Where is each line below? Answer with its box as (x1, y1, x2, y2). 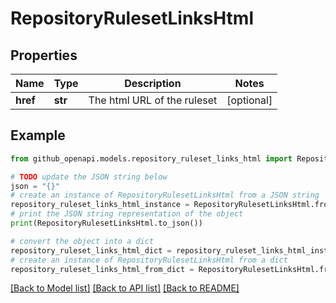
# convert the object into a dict (10, 236, 155, 246)
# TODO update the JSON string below (10, 172, 168, 182)
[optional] (226, 93, 273, 107)
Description (124, 77, 182, 90)
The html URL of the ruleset (88, 93, 218, 107)
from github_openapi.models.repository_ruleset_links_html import (10, 153, 293, 164)
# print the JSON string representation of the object (10, 209, 244, 219)
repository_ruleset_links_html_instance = (10, 200, 190, 210)
